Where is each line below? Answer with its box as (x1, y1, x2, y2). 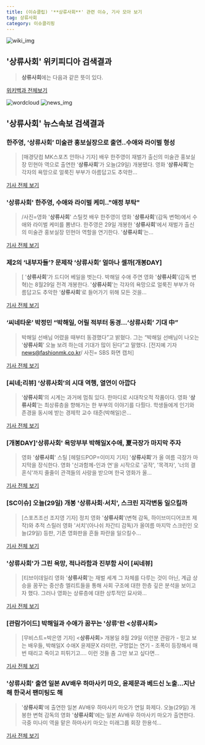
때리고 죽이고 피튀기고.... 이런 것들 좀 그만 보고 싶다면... (28, 650, 160, 657)
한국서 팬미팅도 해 (13, 689, 63, 697)
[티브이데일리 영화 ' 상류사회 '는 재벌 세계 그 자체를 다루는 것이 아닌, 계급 (21, 574, 192, 581)
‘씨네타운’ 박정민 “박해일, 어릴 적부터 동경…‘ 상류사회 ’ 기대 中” (6, 319, 179, 327)
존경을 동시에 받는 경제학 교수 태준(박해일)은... (21, 409, 132, 417)
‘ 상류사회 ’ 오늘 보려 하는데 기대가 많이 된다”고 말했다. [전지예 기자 (21, 341, 177, 349)
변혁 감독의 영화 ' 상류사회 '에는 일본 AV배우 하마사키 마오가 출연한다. (32, 711, 195, 719)
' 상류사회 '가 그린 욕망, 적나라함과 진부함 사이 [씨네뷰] (6, 559, 153, 568)
